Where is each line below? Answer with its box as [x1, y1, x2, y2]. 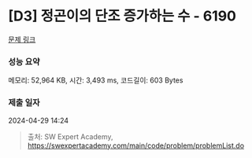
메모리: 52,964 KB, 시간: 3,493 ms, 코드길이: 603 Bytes [8, 75, 183, 85]
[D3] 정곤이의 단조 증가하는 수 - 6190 [8, 7, 236, 25]
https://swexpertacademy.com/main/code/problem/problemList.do [27, 141, 245, 150]
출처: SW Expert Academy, [27, 131, 113, 141]
